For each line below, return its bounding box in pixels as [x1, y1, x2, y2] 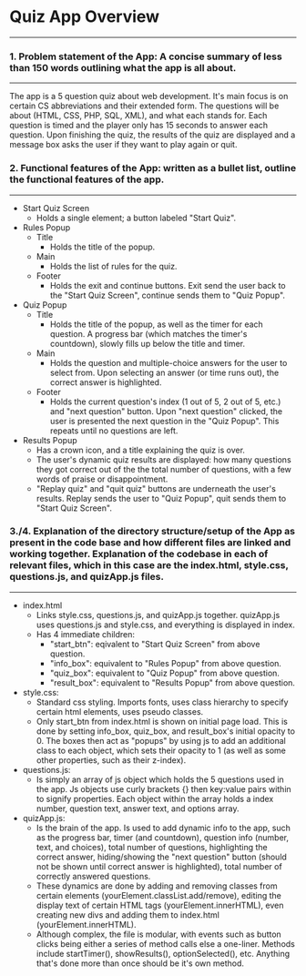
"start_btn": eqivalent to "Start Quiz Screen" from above [49, 638, 260, 649]
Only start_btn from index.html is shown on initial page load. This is [36, 716, 289, 727]
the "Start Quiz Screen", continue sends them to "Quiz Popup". [49, 290, 285, 300]
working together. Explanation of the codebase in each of [9, 548, 269, 561]
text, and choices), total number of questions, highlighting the [36, 841, 268, 852]
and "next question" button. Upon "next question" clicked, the [49, 405, 283, 416]
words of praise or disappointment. [36, 473, 168, 484]
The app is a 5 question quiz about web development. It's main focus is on [9, 91, 289, 102]
